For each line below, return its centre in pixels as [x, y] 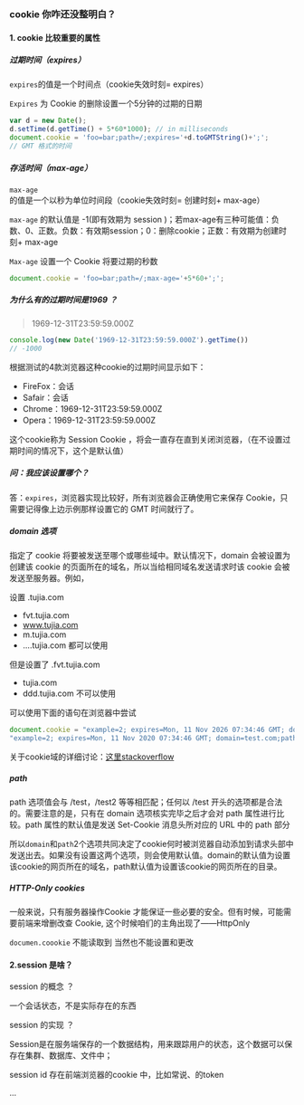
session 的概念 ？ [42, 986]
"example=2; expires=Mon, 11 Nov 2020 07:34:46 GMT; [111, 738]
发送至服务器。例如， [49, 578]
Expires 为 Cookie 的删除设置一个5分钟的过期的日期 [106, 104]
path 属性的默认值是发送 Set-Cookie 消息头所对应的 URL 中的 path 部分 [157, 824]
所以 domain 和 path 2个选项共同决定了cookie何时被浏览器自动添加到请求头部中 [152, 844]
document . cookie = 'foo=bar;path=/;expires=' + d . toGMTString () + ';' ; [139, 138]
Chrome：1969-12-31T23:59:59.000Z [92, 408]
